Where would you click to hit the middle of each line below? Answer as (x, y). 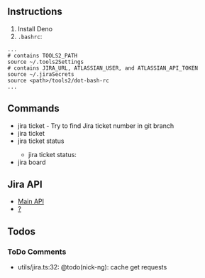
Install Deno (35, 28)
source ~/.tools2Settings (45, 62)
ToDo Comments (37, 252)
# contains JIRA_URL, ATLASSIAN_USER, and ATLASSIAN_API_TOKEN (103, 68)
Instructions (35, 12)
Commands (34, 108)
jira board (32, 162)
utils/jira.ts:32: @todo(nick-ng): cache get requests (92, 267)
